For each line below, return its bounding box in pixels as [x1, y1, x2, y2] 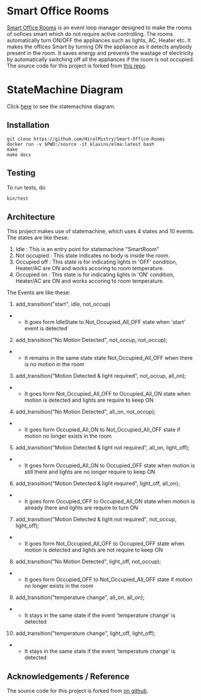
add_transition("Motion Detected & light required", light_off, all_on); [15, 480, 180, 487]
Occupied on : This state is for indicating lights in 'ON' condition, [15, 271, 175, 279]
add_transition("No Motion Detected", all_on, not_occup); [15, 408, 156, 415]
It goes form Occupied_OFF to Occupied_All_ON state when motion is [24, 498, 195, 505]
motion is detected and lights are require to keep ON [24, 396, 154, 404]
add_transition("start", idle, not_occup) [15, 301, 111, 308]
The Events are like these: [7, 289, 71, 296]
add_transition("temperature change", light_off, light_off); [15, 629, 156, 637]
